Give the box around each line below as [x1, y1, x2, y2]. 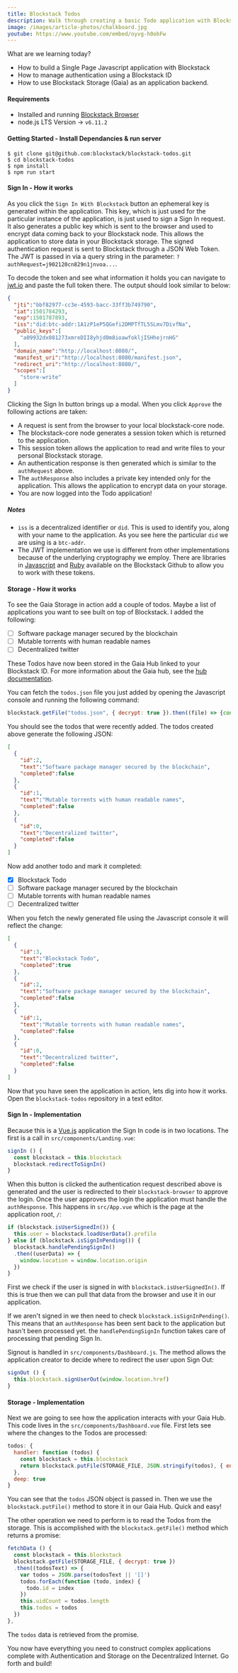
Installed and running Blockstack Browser [17, 111, 140, 119]
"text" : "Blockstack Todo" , [20, 955, 100, 962]
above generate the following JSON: [7, 730, 113, 739]
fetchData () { [7, 1545, 52, 1552]
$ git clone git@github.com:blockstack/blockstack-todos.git [7, 150, 192, 157]
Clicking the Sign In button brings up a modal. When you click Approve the [7, 399, 222, 408]
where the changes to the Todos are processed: [7, 1429, 147, 1437]
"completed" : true [20, 961, 72, 968]
